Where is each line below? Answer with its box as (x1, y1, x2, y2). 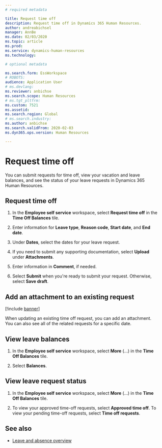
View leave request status (5, 377, 87, 385)
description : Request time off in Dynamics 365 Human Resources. (5, 21, 141, 26)
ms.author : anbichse (5, 121, 48, 126)
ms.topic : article (5, 39, 43, 44)
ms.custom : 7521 (5, 103, 38, 107)
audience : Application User (5, 80, 63, 85)
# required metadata (5, 7, 48, 12)
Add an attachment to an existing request (5, 293, 135, 301)
